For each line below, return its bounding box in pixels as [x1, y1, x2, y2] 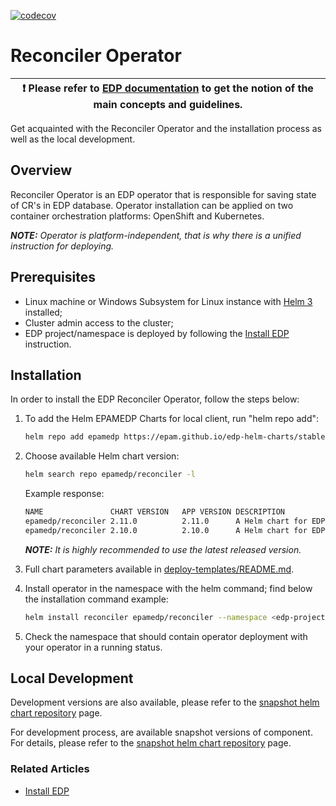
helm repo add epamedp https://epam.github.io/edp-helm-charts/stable [24, 432, 326, 442]
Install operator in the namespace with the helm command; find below [24, 582, 313, 594]
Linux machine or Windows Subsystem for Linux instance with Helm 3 [24, 295, 313, 307]
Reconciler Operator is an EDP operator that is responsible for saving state [10, 188, 317, 200]
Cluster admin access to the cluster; [24, 316, 174, 329]
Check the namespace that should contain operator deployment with [24, 630, 308, 642]
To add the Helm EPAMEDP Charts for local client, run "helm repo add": [24, 413, 320, 425]
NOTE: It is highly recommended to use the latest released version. [24, 543, 302, 555]
